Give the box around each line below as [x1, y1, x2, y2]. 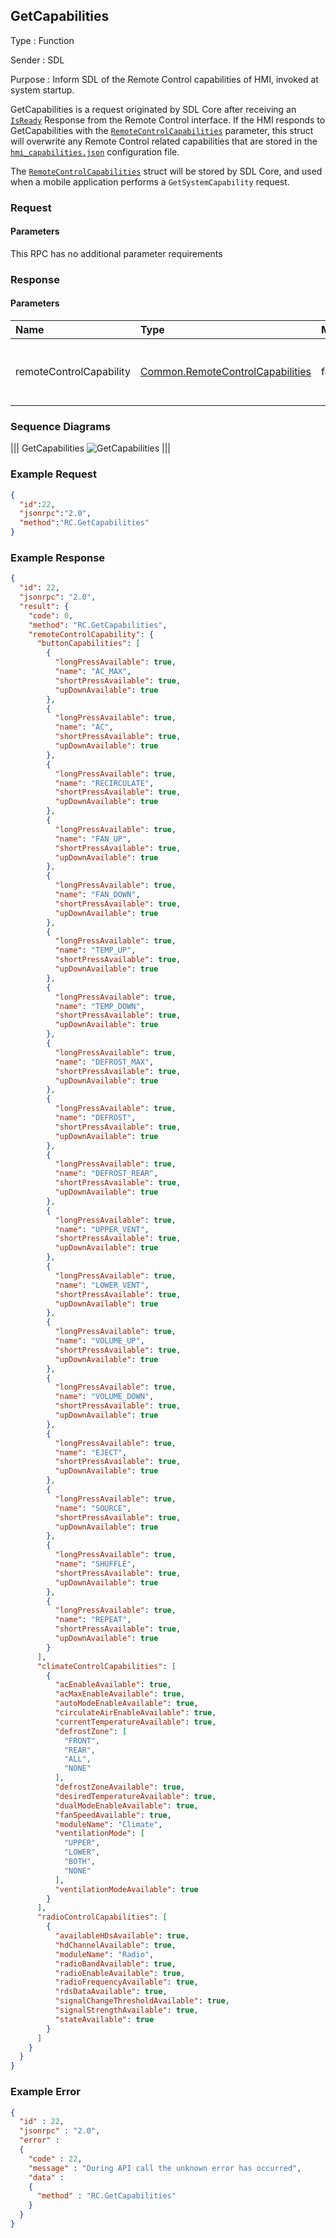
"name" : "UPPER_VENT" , [54, 1224, 150, 1234]
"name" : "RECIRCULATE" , [54, 778, 155, 788]
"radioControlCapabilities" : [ [36, 1912, 168, 1923]
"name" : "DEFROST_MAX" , [54, 1057, 155, 1067]
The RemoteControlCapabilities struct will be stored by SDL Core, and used [10, 165, 323, 177]
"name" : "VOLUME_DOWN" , [54, 1392, 155, 1402]
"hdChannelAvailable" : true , [54, 1940, 177, 1950]
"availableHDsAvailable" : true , [54, 1931, 190, 1941]
